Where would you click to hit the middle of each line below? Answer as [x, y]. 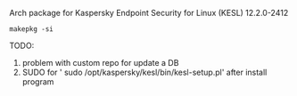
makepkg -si [31, 29]
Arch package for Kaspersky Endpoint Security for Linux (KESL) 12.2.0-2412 [149, 13]
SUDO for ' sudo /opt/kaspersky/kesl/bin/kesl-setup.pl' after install [144, 72]
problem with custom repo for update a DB [100, 63]
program [38, 82]
